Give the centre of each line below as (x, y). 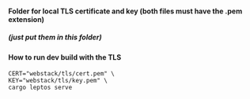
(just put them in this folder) (55, 37)
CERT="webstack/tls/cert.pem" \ (61, 74)
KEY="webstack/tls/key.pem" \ (58, 81)
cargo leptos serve (40, 88)
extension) (27, 19)
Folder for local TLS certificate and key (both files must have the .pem (125, 11)
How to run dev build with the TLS (65, 57)
